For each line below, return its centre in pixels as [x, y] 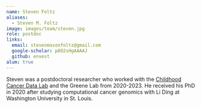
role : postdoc [24, 34]
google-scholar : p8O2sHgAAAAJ [49, 51]
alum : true [20, 62]
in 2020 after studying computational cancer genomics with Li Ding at [93, 92]
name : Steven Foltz [31, 12]
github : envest [31, 56]
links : [14, 40]
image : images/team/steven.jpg [46, 28]
